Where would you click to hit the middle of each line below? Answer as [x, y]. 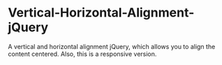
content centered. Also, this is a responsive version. [82, 54]
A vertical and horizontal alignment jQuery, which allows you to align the [112, 46]
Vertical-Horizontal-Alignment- [101, 13]
